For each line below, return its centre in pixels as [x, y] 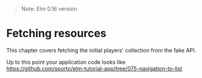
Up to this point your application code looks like [66, 62]
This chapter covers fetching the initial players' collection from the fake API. [101, 50]
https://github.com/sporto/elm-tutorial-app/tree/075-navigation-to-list [94, 68]
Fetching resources [56, 34]
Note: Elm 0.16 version [49, 9]
